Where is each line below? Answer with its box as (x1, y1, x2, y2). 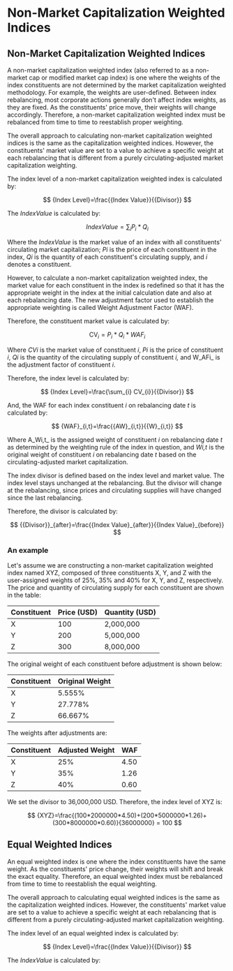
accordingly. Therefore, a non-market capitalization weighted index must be (7, 110, 225, 119)
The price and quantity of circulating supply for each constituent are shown (7, 583, 225, 591)
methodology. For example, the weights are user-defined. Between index (7, 89, 217, 96)
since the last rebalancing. (7, 494, 83, 502)
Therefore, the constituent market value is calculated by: (7, 316, 170, 325)
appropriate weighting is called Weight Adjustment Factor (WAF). (7, 303, 194, 311)
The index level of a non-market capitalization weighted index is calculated (7, 175, 223, 183)
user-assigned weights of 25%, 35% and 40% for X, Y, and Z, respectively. (7, 576, 223, 584)
